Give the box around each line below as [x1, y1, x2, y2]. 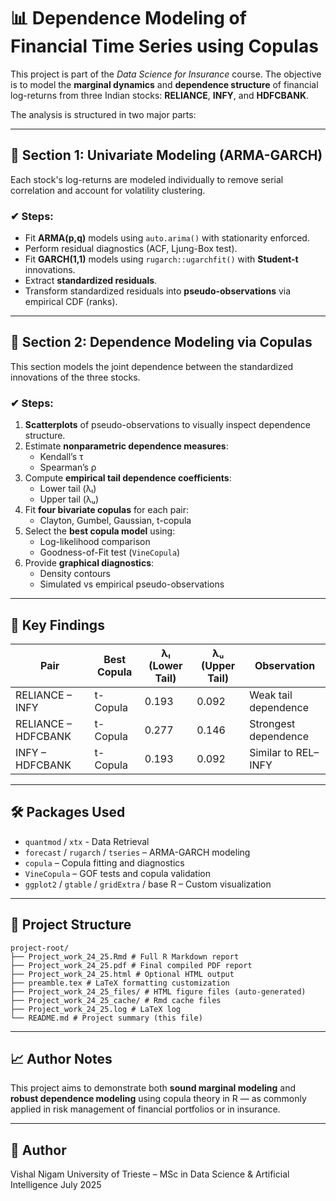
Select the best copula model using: [24, 525, 176, 537]
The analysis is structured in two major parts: [10, 108, 197, 120]
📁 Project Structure [10, 916, 132, 934]
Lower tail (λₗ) [39, 483, 97, 495]
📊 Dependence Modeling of [10, 7, 247, 30]
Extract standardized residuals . [24, 275, 158, 287]
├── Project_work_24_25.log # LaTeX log [10, 1004, 182, 1014]
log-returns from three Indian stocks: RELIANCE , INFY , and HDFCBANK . [10, 89, 310, 101]
